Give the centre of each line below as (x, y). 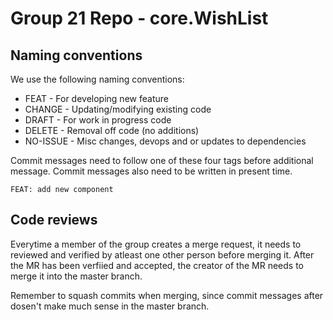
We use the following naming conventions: (97, 79)
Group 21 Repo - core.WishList (139, 18)
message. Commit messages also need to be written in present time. (151, 171)
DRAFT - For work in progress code (98, 120)
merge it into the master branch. (76, 276)
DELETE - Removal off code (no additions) (112, 130)
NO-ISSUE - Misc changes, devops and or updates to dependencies (165, 141)
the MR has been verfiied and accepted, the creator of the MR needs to (157, 265)
